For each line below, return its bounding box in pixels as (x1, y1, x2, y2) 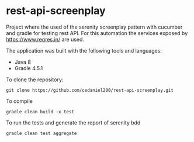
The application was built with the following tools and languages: (6, 47, 162, 54)
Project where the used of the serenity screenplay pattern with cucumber (6, 23, 183, 30)
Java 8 (14, 58, 31, 65)
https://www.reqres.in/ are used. (6, 36, 85, 43)
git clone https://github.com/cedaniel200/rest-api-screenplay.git (6, 87, 174, 93)
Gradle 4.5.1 (14, 64, 43, 71)
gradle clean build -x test (6, 109, 75, 115)
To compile (6, 98, 33, 105)
